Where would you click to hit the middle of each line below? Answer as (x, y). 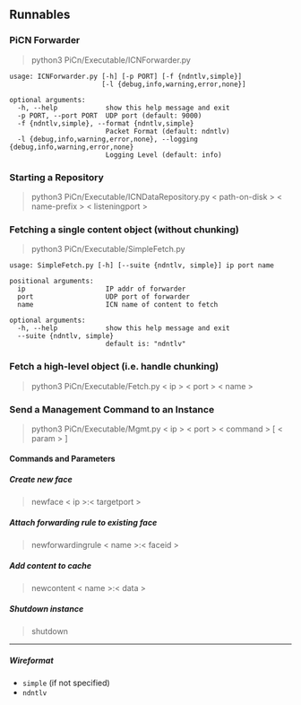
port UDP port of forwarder (104, 297)
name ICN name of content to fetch (118, 305)
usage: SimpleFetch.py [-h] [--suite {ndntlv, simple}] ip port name (142, 265)
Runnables (40, 15)
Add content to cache (51, 566)
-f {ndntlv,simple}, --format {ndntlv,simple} (106, 123)
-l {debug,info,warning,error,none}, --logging (108, 139)
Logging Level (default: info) (163, 155)
